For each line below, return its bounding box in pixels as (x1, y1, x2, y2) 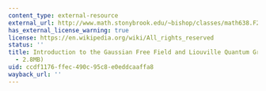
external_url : (8, 19, 55, 27)
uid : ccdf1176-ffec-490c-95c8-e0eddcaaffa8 (8, 63, 154, 71)
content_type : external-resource (8, 11, 119, 20)
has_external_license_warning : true (8, 26, 129, 34)
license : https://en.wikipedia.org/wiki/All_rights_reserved (8, 33, 215, 42)
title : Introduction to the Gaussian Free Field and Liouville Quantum (8, 48, 249, 56)
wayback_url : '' (8, 70, 62, 78)
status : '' (8, 41, 44, 49)
